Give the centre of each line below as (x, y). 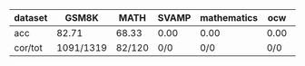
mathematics (229, 18)
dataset (31, 18)
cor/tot (28, 47)
